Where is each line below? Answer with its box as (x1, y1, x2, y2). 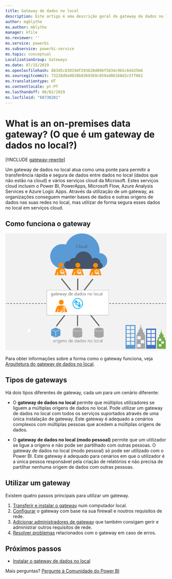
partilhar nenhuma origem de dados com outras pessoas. (12, 464, 134, 470)
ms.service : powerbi (5, 41, 50, 46)
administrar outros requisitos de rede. (12, 524, 92, 530)
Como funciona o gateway (5, 219, 91, 228)
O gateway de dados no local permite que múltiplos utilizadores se (12, 399, 155, 406)
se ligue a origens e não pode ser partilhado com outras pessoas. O (12, 442, 156, 448)
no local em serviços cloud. (5, 204, 63, 210)
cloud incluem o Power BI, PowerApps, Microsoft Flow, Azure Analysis (5, 183, 154, 189)
